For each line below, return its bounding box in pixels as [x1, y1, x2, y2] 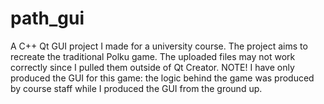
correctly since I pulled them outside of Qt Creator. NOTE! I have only [10, 61, 295, 73]
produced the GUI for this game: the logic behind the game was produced [10, 72, 315, 84]
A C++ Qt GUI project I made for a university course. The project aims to [10, 40, 308, 52]
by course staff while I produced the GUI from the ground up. [10, 82, 263, 94]
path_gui [10, 7, 85, 30]
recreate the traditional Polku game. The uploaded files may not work [10, 50, 296, 62]
